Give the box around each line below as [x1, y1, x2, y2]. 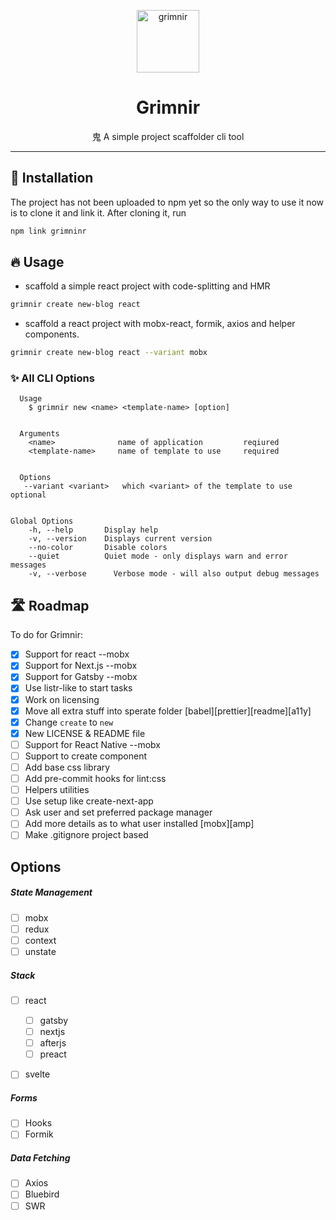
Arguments [19, 429, 60, 439]
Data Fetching [10, 1152, 71, 1164]
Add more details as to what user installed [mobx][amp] [24, 818, 255, 830]
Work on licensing [24, 693, 100, 705]
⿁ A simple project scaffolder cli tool [91, 130, 245, 142]
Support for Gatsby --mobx [24, 671, 138, 683]
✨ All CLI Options [10, 371, 95, 385]
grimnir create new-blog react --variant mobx [10, 348, 208, 358]
